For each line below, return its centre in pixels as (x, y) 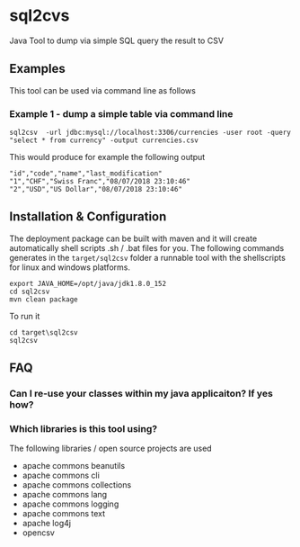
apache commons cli (61, 475)
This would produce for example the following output (107, 157)
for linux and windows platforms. (70, 267)
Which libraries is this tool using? (84, 429)
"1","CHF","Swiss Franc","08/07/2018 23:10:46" (100, 182)
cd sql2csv (30, 291)
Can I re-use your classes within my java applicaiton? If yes (141, 394)
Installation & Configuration (88, 217)
